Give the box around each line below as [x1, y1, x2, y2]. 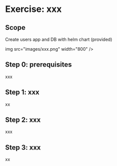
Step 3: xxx [5, 143, 41, 152]
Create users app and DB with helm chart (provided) [5, 36, 113, 42]
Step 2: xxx [5, 116, 41, 124]
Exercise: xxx [5, 3, 62, 15]
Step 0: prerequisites [5, 61, 72, 69]
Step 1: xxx [5, 88, 40, 96]
